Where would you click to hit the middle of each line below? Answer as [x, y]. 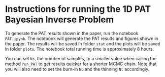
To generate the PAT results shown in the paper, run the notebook [72, 33]
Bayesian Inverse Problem [60, 19]
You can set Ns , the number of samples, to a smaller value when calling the [81, 58]
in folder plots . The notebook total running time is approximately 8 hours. [80, 49]
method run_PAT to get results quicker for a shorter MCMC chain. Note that [81, 64]
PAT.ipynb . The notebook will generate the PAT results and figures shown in [82, 38]
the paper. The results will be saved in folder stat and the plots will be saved [83, 43]
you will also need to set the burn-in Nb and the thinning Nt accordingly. [77, 69]
